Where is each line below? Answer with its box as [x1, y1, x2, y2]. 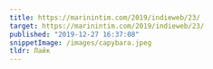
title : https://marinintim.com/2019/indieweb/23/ [9, 13, 201, 22]
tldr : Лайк [9, 47, 51, 56]
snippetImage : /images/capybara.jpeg [9, 38, 152, 47]
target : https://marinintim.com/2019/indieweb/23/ [9, 22, 205, 30]
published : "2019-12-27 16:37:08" [9, 30, 140, 39]
